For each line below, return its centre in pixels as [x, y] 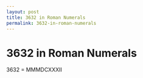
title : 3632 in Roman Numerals [46, 18]
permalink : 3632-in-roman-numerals [51, 23]
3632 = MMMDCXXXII [34, 70]
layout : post [23, 12]
